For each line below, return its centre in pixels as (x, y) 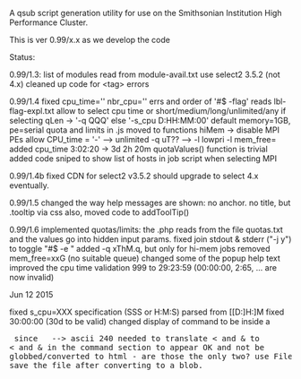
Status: (22, 57)
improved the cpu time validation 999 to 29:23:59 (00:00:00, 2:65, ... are (143, 267)
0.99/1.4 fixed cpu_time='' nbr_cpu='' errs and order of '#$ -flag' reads (141, 101)
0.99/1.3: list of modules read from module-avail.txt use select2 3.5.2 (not (145, 74)
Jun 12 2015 (31, 294)
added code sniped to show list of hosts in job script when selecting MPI (143, 159)
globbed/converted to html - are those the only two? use (139, 356)
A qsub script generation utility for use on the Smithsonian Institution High (146, 13)
